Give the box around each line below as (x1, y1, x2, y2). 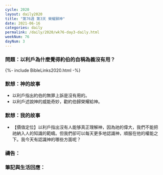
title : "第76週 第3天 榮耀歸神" (5, 16, 65, 21)
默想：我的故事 (5, 112, 41, 119)
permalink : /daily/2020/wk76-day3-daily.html (5, 30, 99, 35)
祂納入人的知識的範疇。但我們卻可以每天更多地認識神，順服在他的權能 (12, 130, 154, 136)
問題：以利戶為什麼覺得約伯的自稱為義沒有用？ (5, 56, 116, 63)
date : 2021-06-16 (5, 21, 41, 26)
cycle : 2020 (5, 7, 29, 12)
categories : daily (5, 25, 43, 30)
